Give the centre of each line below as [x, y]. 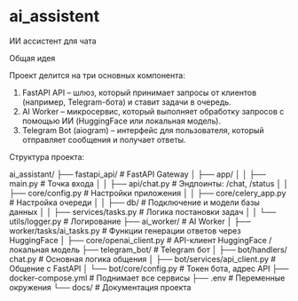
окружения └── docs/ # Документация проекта [100, 287]
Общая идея [32, 58]
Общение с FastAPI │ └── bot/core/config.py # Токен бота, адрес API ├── [149, 268]
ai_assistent [55, 16]
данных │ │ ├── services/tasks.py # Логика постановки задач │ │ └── [143, 211]
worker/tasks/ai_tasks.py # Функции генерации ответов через [125, 230]
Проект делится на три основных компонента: [98, 75]
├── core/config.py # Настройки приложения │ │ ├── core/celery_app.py [148, 193]
